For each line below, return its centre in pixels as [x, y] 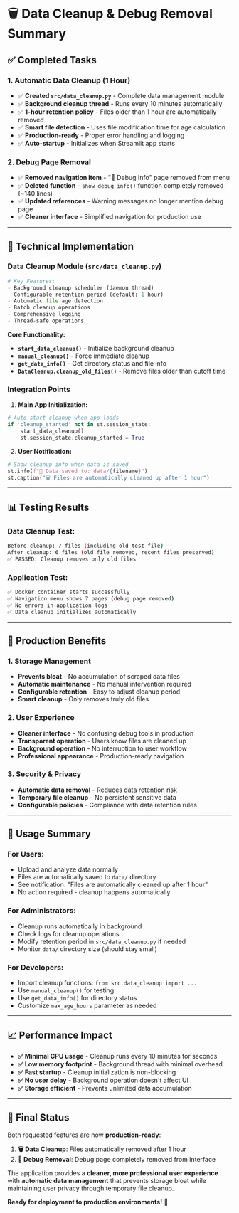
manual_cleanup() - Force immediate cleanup [84, 356]
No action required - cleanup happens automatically [94, 892]
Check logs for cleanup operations [68, 933]
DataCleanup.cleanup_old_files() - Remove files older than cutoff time [122, 371]
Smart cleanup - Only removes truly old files [83, 699]
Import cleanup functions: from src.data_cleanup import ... [107, 983]
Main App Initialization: [53, 405]
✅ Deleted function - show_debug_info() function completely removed [121, 186]
